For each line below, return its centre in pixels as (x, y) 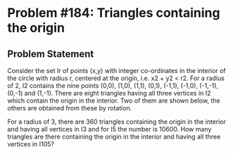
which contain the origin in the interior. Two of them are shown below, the (114, 101)
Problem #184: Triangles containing (114, 13)
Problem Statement (51, 54)
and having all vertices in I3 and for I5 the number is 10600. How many (109, 129)
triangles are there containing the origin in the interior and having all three (114, 136)
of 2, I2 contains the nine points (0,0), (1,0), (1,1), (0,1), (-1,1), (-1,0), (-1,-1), (113, 85)
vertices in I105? (31, 144)
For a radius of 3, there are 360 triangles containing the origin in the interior (117, 122)
